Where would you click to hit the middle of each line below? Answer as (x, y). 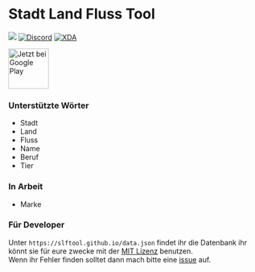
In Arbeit (26, 187)
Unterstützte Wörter (49, 105)
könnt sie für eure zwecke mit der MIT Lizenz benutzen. (101, 251)
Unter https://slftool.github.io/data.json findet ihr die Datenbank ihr (128, 242)
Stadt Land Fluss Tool (82, 14)
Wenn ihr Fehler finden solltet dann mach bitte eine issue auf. (110, 259)
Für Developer (37, 225)
